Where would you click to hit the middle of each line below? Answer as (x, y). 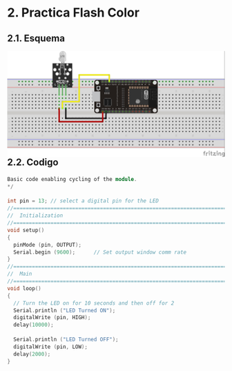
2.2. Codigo (33, 163)
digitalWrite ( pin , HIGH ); (52, 318)
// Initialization (35, 216)
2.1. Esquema (36, 38)
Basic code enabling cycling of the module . (72, 179)
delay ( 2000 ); (32, 354)
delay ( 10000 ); (33, 325)
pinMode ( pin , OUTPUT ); (47, 245)
